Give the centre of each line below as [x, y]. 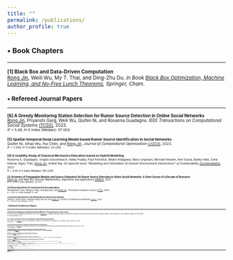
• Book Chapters [35, 51]
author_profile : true [38, 26]
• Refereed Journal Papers [45, 98]
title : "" [21, 14]
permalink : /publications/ [46, 20]
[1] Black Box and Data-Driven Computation [60, 71]
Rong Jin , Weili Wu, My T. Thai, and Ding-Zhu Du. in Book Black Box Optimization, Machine [116, 78]
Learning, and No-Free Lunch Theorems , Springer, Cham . [76, 84]
